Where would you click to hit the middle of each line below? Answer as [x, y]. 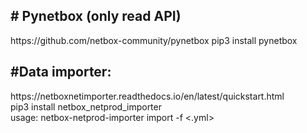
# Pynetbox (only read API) [96, 16]
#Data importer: [61, 72]
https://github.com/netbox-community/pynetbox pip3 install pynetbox [154, 40]
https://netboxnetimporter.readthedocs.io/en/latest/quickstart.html [147, 96]
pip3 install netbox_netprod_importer [86, 106]
